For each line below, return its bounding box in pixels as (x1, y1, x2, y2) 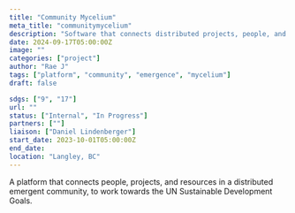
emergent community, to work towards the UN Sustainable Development (9, 186, 273, 196)
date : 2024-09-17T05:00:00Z (9, 37, 113, 47)
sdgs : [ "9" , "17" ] (9, 95, 77, 103)
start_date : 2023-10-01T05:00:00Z (9, 136, 137, 145)
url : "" (9, 103, 38, 111)
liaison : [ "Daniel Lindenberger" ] (9, 127, 137, 137)
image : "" (9, 46, 46, 55)
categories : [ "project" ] (9, 54, 101, 63)
